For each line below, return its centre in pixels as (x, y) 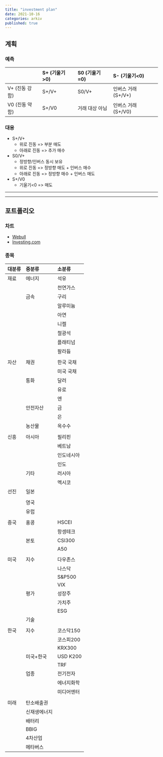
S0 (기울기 (89, 72)
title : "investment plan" (31, 9)
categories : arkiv (24, 18)
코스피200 (69, 640)
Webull (19, 236)
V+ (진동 (17, 88)
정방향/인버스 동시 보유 (41, 162)
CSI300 (66, 540)
